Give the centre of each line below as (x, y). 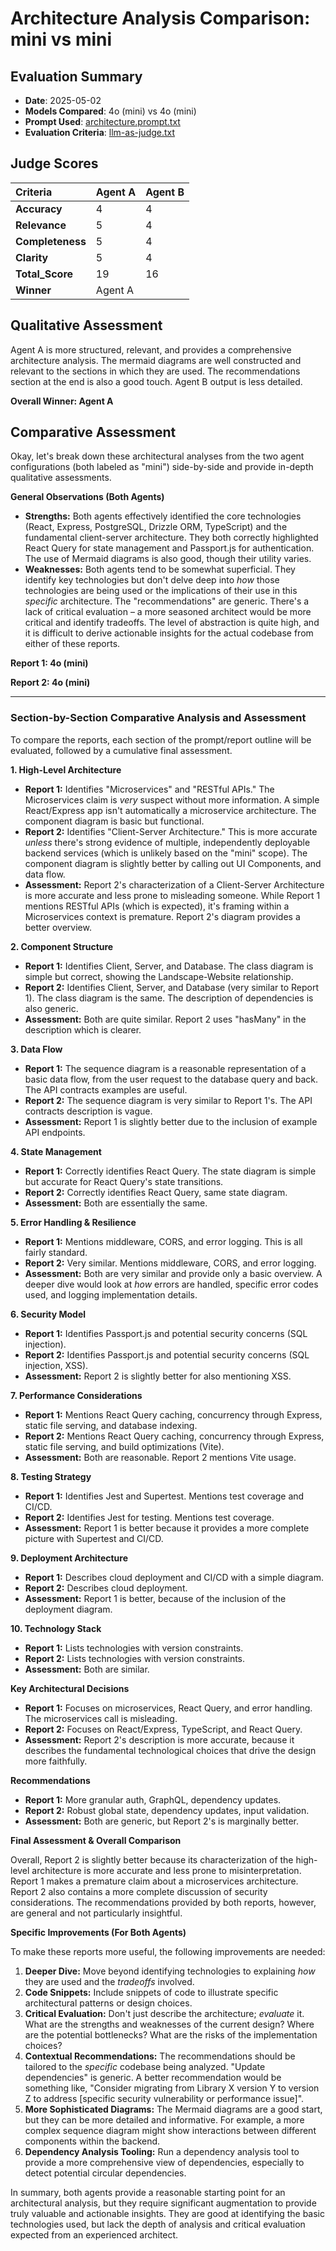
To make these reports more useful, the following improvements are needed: (168, 1951)
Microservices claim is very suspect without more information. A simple (172, 799)
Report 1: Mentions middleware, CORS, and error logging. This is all (163, 1241)
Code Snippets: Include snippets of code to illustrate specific (151, 1992)
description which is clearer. (83, 1029)
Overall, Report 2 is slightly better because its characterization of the (152, 1859)
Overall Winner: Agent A (62, 401)
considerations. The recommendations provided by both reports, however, (163, 1902)
